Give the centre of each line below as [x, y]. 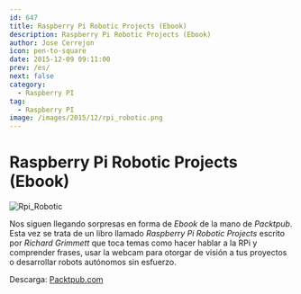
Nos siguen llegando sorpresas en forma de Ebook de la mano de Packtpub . [151, 224]
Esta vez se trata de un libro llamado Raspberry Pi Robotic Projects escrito [147, 234]
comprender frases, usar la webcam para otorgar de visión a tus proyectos [148, 253]
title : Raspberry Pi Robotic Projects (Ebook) [98, 26]
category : [28, 85]
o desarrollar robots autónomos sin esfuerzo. [93, 263]
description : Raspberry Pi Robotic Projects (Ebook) [110, 34]
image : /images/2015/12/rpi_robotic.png [87, 118]
